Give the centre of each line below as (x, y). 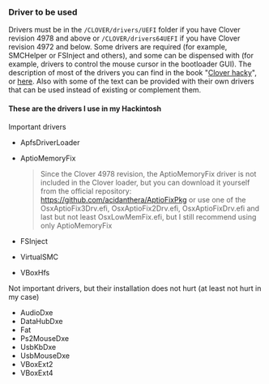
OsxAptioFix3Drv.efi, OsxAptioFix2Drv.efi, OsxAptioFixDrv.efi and (150, 208)
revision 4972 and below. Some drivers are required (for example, (118, 47)
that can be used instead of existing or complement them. (105, 90)
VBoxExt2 (36, 364)
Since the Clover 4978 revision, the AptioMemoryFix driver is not (148, 173)
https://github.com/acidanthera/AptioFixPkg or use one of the (143, 199)
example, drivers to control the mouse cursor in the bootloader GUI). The (130, 64)
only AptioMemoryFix (76, 225)
